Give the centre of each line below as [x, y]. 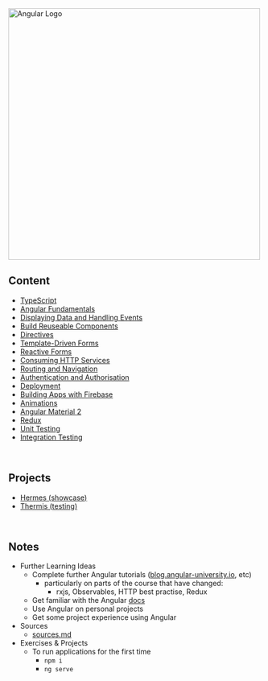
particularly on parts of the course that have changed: [134, 584]
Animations [39, 402]
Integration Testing [51, 437]
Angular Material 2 [51, 411]
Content [29, 281]
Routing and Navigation [59, 369]
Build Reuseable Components [69, 326]
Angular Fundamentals [57, 308]
